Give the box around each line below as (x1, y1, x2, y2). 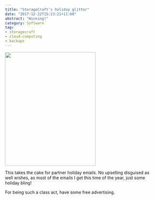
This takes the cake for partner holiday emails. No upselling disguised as (5, 169, 150, 175)
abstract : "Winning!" (5, 16, 49, 21)
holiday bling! (5, 180, 32, 185)
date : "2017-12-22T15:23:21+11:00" (5, 12, 77, 16)
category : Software (5, 20, 44, 26)
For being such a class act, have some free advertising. (5, 189, 115, 195)
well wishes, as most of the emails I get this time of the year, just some (5, 175, 145, 181)
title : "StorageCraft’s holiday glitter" (5, 7, 90, 12)
